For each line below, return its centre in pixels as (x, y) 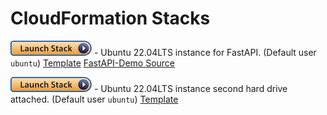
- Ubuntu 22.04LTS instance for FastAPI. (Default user (205, 52)
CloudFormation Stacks (110, 18)
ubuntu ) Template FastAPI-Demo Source (93, 63)
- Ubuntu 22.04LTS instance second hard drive (190, 88)
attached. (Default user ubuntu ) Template (94, 99)
